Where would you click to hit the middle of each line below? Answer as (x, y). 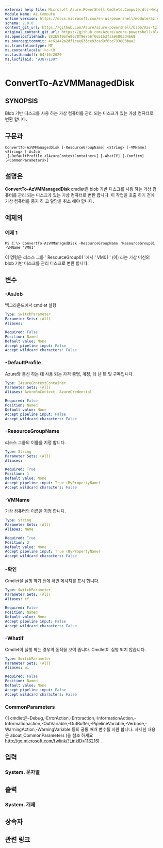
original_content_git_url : (32, 32)
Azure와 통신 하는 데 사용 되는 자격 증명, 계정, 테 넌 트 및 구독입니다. (70, 374)
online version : (21, 18)
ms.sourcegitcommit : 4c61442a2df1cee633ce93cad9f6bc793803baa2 (70, 41)
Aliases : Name (19, 529)
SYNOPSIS (22, 101)
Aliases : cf (17, 599)
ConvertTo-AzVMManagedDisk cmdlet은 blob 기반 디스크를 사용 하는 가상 (78, 189)
